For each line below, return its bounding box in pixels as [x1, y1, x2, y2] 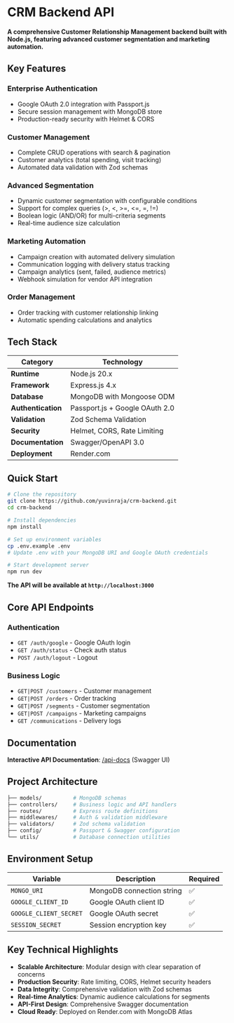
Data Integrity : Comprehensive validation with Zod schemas [17, 984, 192, 994]
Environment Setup [7, 853, 93, 865]
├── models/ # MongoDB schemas [7, 794, 128, 801]
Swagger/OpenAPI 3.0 [70, 437, 145, 447]
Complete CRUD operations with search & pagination [17, 148, 170, 157]
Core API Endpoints [7, 601, 95, 613]
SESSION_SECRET [11, 920, 62, 929]
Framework [11, 380, 50, 390]
